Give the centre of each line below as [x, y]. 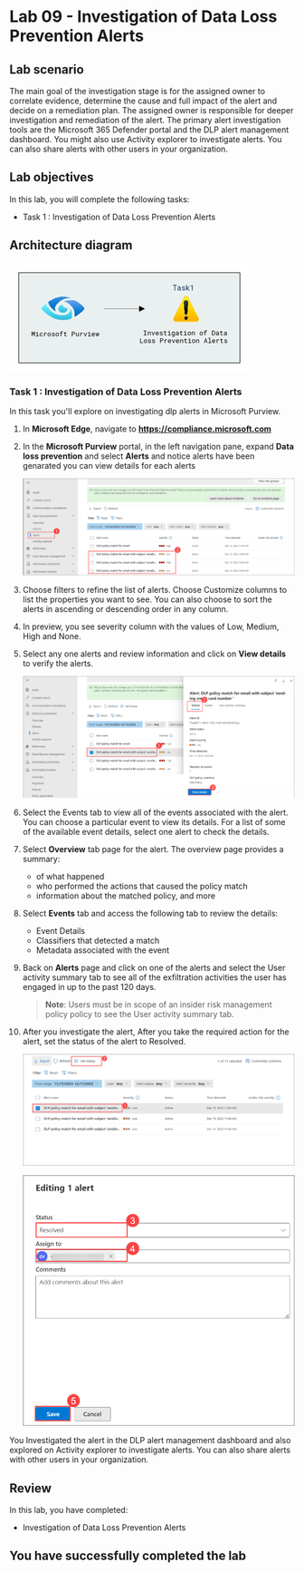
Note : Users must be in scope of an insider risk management [158, 1004]
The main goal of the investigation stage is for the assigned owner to [137, 91]
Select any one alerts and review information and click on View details [154, 654]
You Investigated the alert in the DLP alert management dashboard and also [150, 1441]
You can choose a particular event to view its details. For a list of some [154, 822]
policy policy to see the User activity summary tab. [139, 1014]
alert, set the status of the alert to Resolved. [104, 1042]
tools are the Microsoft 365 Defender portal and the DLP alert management [149, 130]
